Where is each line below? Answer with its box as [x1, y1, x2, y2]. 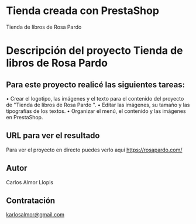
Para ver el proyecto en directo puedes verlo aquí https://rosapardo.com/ [6, 146, 183, 153]
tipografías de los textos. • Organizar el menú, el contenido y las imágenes [6, 107, 186, 115]
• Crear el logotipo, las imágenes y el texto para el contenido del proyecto [6, 95, 184, 102]
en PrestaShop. [6, 113, 43, 120]
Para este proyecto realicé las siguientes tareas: [6, 80, 185, 89]
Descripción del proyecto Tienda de [6, 44, 183, 57]
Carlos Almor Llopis [6, 178, 54, 185]
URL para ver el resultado [6, 130, 100, 141]
